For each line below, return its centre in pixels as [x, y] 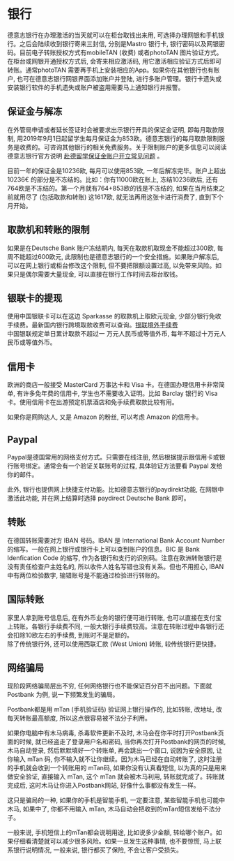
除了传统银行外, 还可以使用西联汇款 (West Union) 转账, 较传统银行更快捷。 [114, 644]
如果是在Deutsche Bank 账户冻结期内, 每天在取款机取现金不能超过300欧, [111, 248]
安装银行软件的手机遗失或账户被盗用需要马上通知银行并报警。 [96, 87]
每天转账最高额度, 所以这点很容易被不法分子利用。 [79, 718]
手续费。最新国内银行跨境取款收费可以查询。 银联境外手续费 [93, 325]
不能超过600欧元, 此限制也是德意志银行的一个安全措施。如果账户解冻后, [116, 256]
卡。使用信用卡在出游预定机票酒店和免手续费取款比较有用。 [93, 402]
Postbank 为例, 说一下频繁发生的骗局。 [63, 695]
